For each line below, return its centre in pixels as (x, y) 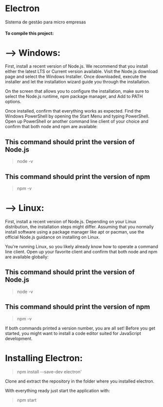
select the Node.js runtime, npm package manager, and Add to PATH (74, 97)
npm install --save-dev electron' (49, 371)
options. (13, 102)
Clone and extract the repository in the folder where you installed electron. (80, 381)
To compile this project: (29, 33)
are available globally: (27, 257)
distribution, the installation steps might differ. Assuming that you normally (80, 227)
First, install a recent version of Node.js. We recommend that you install (77, 66)
